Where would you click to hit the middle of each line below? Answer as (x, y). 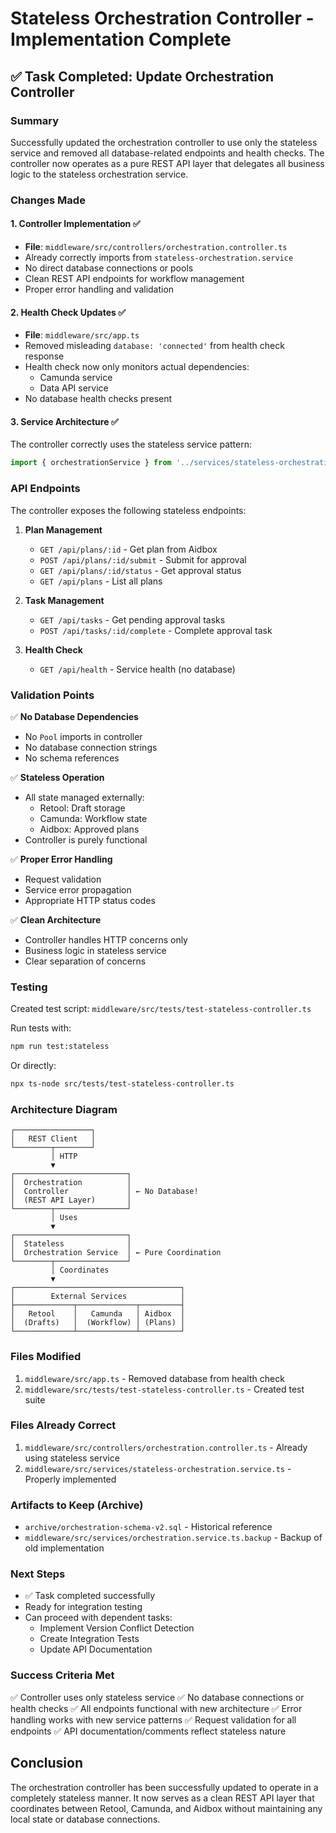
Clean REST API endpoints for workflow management (134, 278)
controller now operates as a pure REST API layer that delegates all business (167, 163)
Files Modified (46, 1357)
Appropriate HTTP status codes (90, 900)
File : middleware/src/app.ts (82, 335)
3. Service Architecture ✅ (64, 421)
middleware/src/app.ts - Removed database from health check (154, 1378)
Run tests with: (41, 1028)
